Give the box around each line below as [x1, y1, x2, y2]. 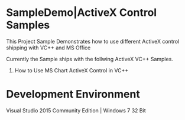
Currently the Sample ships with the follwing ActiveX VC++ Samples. [6, 55, 173, 62]
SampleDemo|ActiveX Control [6, 6, 157, 19]
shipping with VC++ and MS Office [6, 44, 91, 51]
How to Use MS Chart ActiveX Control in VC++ [14, 66, 129, 74]
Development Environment [6, 88, 140, 101]
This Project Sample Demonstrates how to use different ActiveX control [6, 38, 180, 45]
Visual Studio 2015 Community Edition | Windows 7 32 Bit [6, 106, 146, 114]
